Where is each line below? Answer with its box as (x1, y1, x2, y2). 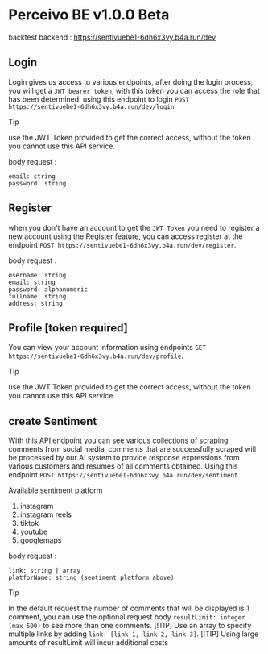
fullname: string (8, 292, 67, 300)
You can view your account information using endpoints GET (8, 343, 207, 352)
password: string (8, 179, 67, 187)
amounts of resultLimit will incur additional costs (8, 638, 169, 648)
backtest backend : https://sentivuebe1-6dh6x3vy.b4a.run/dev (8, 32, 216, 42)
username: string (8, 271, 67, 279)
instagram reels (19, 510, 72, 519)
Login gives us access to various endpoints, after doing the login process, (8, 77, 254, 86)
